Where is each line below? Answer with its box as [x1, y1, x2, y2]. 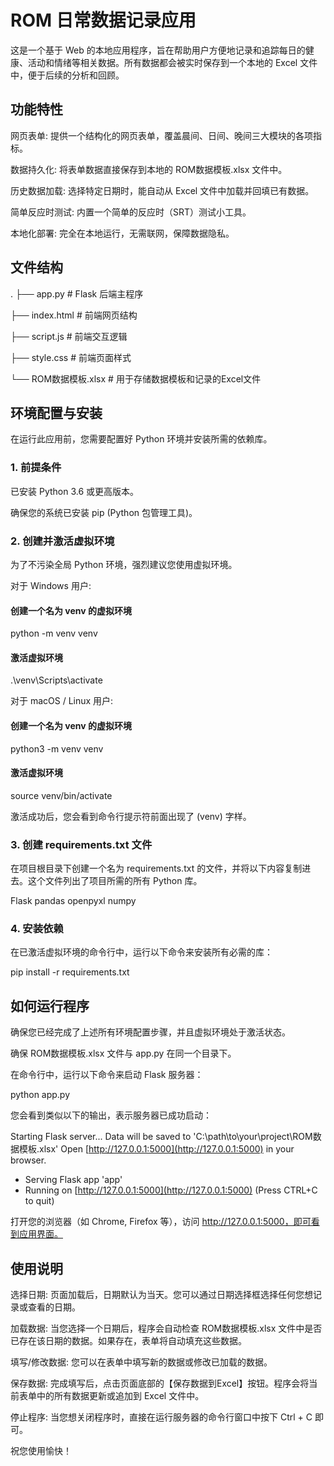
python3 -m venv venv [10, 742, 104, 755]
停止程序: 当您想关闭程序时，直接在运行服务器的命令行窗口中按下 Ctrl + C [10, 1411, 313, 1423]
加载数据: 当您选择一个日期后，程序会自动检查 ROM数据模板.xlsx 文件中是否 [10, 1322, 323, 1334]
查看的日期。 [27, 1301, 81, 1313]
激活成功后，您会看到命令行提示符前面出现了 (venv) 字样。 [10, 810, 252, 822]
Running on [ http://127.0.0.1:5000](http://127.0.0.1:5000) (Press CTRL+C [24, 1184, 318, 1196]
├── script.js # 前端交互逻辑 [10, 330, 128, 342]
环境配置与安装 [10, 404, 103, 421]
